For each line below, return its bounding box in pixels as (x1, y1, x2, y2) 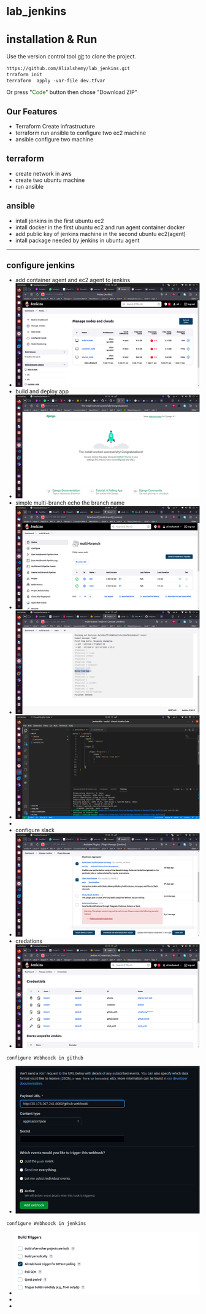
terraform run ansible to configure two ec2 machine (15, 129, 146, 136)
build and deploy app (15, 388, 69, 395)
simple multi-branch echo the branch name (15, 499, 125, 506)
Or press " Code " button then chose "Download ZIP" (6, 89, 138, 96)
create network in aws (15, 170, 72, 177)
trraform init (6, 72, 43, 78)
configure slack (15, 826, 55, 833)
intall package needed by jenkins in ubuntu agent (15, 237, 140, 244)
